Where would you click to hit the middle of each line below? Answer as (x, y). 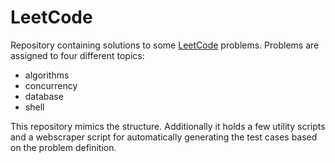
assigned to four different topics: (77, 55)
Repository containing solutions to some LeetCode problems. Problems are (165, 45)
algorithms (47, 75)
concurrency (51, 85)
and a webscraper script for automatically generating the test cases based (164, 137)
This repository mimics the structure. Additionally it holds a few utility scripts (168, 126)
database (44, 96)
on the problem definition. (63, 147)
